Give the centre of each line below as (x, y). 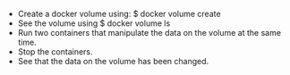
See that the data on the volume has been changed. (113, 61)
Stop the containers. (55, 52)
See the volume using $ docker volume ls (94, 23)
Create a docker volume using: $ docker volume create (119, 14)
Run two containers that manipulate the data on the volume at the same (149, 33)
